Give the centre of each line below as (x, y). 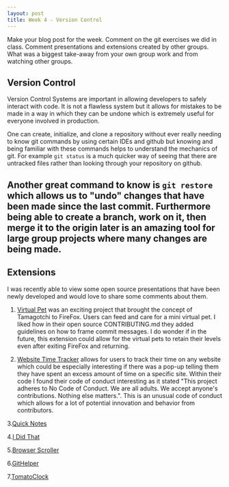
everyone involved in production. (53, 121)
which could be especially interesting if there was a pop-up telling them (118, 366)
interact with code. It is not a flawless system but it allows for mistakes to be (114, 106)
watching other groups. (40, 61)
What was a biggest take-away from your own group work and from (103, 54)
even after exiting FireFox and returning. (73, 346)
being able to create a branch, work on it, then (107, 217)
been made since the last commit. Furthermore (109, 206)
